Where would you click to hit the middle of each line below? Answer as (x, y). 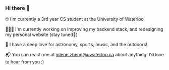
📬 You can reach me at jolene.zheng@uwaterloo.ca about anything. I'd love (84, 55)
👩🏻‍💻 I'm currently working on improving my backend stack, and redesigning (84, 29)
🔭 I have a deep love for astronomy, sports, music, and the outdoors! (76, 45)
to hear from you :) (25, 62)
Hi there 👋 (18, 8)
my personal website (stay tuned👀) (42, 34)
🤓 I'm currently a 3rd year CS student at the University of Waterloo (74, 19)
